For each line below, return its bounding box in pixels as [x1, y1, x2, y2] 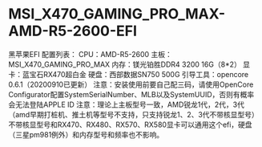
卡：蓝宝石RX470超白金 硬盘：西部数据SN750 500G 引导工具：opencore [8, 69, 249, 79]
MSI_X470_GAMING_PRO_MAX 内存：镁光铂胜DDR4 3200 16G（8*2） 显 [8, 59, 251, 69]
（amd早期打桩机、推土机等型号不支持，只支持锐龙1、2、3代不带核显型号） [8, 109, 259, 119]
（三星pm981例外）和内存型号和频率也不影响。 [8, 129, 164, 139]
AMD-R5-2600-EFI [8, 22, 138, 40]
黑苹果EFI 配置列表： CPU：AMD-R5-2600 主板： [8, 49, 172, 59]
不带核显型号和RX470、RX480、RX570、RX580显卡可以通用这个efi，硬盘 [8, 120, 252, 129]
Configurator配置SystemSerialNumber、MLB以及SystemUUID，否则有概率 [8, 89, 255, 99]
